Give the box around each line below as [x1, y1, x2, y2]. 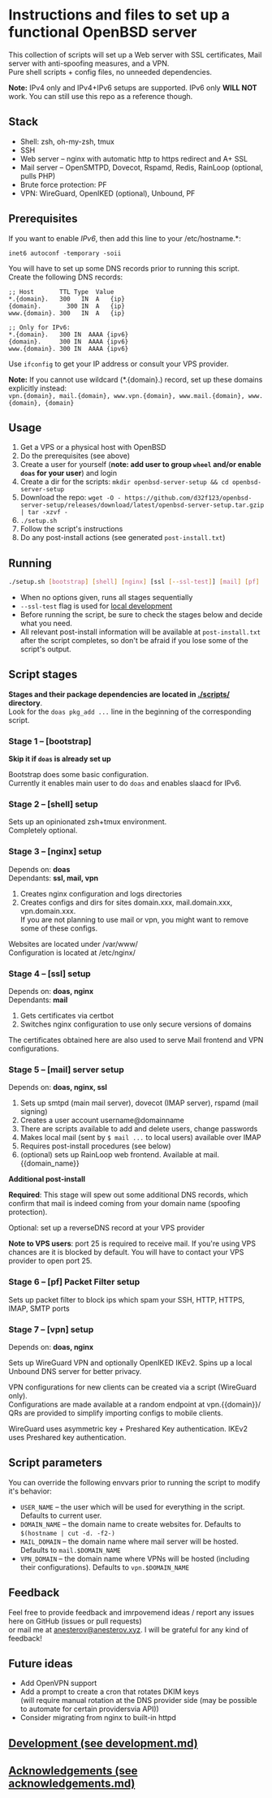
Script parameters [8, 1456, 103, 1470]
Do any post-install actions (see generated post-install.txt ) [19, 533, 226, 542]
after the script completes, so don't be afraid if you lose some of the [19, 636, 249, 646]
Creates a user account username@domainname [19, 1115, 185, 1126]
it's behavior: [8, 1486, 53, 1496]
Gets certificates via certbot [19, 1011, 114, 1021]
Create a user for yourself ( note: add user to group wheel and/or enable [19, 460, 261, 469]
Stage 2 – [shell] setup [8, 798, 99, 810]
